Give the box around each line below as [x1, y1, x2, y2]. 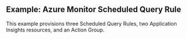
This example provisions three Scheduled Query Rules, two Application [6, 20, 177, 27]
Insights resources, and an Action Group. [6, 26, 105, 33]
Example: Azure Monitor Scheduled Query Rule [6, 5, 181, 15]
